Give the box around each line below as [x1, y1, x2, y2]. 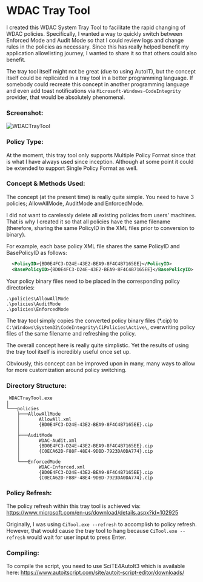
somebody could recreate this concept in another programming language [6, 80, 190, 88]
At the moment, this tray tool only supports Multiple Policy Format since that [6, 151, 196, 158]
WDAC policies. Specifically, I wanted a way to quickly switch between [6, 30, 183, 37]
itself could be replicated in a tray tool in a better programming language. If [6, 74, 193, 81]
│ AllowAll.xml [17, 416, 72, 422]
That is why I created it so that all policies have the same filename [6, 218, 171, 225]
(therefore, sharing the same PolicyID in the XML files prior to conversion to [6, 224, 195, 231]
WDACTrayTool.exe [8, 395, 53, 401]
